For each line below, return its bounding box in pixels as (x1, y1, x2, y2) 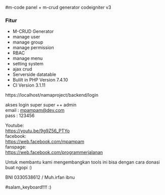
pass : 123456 (5, 112, 35, 119)
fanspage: (5, 144, 26, 150)
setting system (12, 61, 44, 67)
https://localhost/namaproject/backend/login (5, 92, 99, 98)
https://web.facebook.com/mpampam (5, 139, 85, 145)
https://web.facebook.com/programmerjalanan (5, 149, 103, 155)
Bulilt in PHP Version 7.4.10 (12, 77, 68, 83)
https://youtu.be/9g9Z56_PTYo (5, 128, 70, 134)
